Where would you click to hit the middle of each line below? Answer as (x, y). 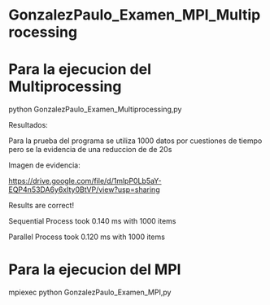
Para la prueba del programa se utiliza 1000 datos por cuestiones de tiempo (135, 141)
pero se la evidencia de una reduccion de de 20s (90, 150)
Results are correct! (41, 206)
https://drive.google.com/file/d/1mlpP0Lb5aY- (85, 181)
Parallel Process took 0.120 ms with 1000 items (87, 237)
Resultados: (28, 125)
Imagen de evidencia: (44, 165)
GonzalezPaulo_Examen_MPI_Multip (135, 15)
